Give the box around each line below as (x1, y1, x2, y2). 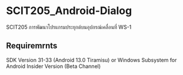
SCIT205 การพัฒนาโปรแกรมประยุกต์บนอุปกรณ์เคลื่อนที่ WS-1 (6, 23, 132, 30)
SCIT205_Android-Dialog (6, 4, 132, 18)
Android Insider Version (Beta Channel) (6, 63, 101, 70)
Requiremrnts (6, 41, 58, 51)
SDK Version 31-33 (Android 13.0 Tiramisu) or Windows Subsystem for (6, 56, 177, 63)
